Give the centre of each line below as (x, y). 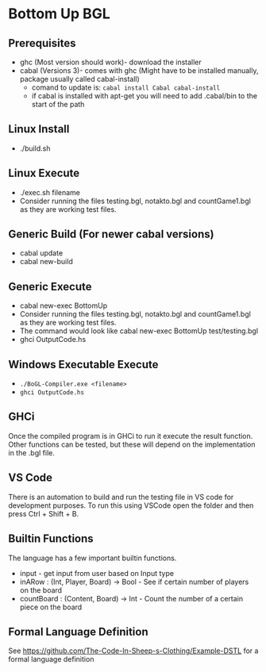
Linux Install (39, 129)
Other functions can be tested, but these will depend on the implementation (132, 444)
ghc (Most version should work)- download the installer (111, 62)
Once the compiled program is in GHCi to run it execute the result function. (131, 436)
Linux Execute (44, 173)
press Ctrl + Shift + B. (44, 513)
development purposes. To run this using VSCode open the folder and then (131, 505)
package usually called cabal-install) (80, 79)
